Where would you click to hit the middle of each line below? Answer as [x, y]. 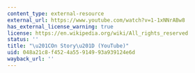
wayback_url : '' [31, 59]
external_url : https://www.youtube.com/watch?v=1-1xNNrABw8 [96, 20]
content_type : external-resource [56, 14]
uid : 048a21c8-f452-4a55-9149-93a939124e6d [71, 53]
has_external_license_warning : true [60, 26]
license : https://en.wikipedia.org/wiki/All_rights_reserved [98, 33]
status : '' [23, 40]
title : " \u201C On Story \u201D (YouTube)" [68, 46]
